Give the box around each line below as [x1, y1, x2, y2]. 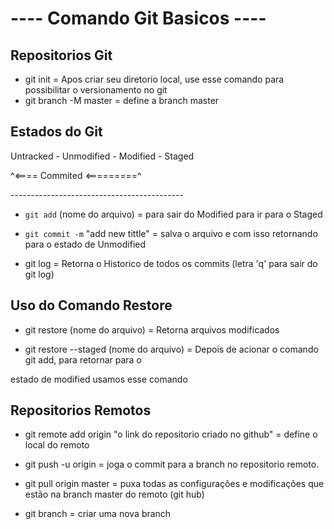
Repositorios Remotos [10, 402, 152, 419]
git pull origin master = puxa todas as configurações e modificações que [24, 478, 325, 490]
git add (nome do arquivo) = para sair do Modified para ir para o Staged [24, 208, 323, 220]
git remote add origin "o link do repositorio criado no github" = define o [24, 428, 318, 441]
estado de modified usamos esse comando [10, 373, 188, 385]
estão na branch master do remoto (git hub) [24, 488, 205, 501]
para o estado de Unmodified [24, 238, 147, 250]
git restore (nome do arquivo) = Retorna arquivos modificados [24, 323, 280, 336]
